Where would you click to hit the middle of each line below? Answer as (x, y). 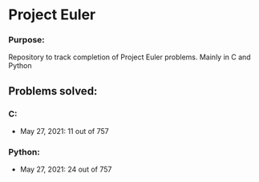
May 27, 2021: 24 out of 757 (66, 169)
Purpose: (27, 40)
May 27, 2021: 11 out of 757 (65, 131)
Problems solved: (53, 91)
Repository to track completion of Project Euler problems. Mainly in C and (129, 57)
